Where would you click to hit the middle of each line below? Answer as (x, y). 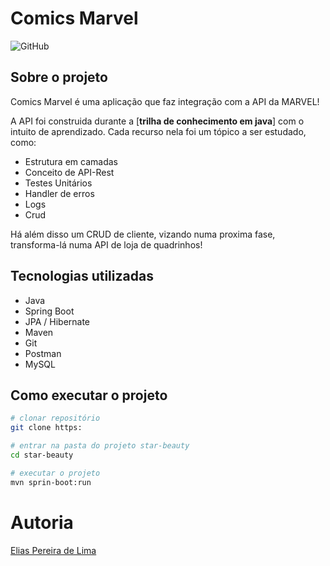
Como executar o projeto (89, 395)
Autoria (42, 522)
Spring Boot (49, 311)
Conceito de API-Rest (69, 172)
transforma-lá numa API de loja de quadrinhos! (106, 244)
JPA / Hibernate (57, 321)
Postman (43, 353)
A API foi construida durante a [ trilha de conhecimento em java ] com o (157, 121)
